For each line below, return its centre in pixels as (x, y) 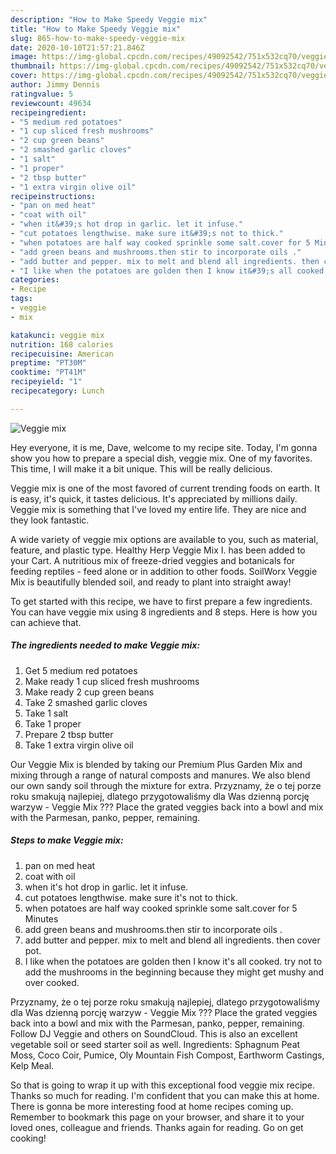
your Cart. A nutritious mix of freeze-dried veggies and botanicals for (153, 560)
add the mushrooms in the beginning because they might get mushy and (174, 972)
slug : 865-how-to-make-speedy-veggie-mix (98, 38)
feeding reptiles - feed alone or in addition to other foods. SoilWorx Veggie (164, 571)
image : (24, 57)
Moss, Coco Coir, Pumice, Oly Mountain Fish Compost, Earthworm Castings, (167, 1055)
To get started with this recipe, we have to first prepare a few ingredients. (161, 601)
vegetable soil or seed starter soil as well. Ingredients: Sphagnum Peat (155, 1044)
